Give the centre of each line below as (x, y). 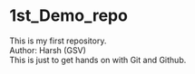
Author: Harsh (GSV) (48, 50)
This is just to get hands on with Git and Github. (98, 60)
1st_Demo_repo (69, 16)
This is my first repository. (58, 41)
